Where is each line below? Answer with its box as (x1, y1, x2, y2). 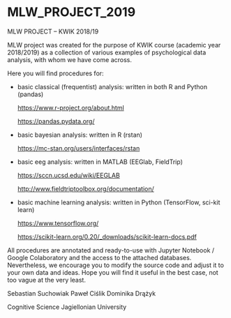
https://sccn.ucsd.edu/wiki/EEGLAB (17, 171, 120, 179)
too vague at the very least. (7, 275, 86, 284)
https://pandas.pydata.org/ (17, 116, 95, 126)
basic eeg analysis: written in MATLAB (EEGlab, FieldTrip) (17, 158, 183, 166)
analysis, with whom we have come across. (7, 55, 133, 63)
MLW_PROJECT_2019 (7, 4, 136, 20)
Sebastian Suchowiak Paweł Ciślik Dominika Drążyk (7, 289, 156, 297)
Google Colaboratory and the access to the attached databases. (7, 253, 192, 262)
